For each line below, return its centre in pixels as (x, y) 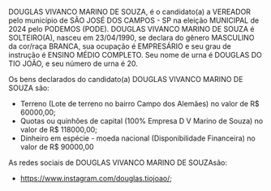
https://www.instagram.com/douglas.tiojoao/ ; (96, 178)
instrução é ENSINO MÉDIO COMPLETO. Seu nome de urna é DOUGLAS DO (135, 55)
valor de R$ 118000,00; (58, 130)
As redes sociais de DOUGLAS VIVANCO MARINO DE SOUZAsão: (118, 163)
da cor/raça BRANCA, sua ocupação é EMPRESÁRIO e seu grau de (120, 46)
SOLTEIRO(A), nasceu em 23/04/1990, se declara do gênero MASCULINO (131, 37)
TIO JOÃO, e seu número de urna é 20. (73, 63)
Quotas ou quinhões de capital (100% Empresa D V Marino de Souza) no (142, 121)
